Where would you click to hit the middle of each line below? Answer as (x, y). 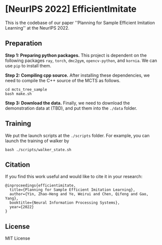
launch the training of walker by (37, 141)
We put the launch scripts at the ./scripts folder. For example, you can (77, 135)
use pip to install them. (28, 65)
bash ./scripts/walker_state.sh (38, 150)
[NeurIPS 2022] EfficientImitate (71, 9)
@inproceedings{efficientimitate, (41, 185)
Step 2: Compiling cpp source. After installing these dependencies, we (78, 75)
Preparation (24, 44)
